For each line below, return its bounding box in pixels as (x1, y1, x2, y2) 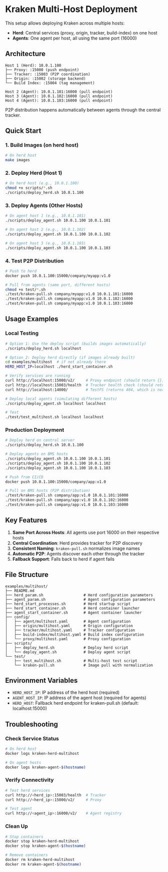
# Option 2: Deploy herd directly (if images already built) (5, 355, 135, 360)
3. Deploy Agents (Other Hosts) (5, 202, 83, 209)
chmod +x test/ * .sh (5, 287, 46, 292)
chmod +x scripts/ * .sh (5, 185, 52, 191)
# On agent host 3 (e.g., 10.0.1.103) (5, 240, 86, 246)
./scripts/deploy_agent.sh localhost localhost (5, 401, 106, 406)
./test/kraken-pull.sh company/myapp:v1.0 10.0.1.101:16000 (5, 292, 133, 297)
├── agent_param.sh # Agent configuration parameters (5, 597, 155, 602)
